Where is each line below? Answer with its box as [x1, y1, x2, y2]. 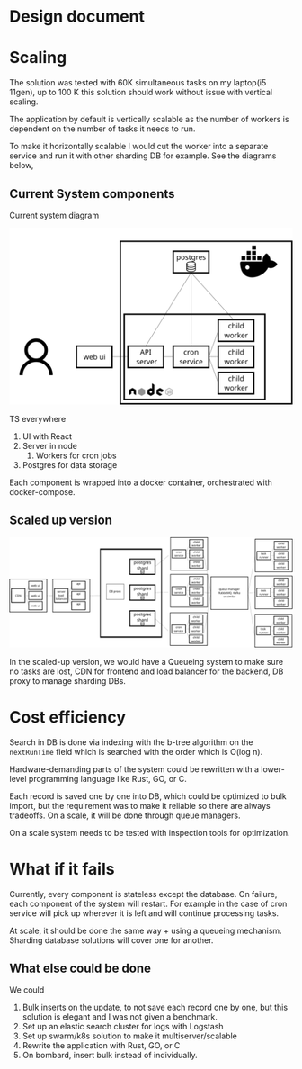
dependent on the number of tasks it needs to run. [9, 123, 196, 134]
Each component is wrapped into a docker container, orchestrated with [9, 477, 272, 488]
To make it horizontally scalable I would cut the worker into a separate [9, 141, 269, 152]
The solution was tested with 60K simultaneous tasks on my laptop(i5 [9, 77, 267, 88]
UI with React [22, 430, 73, 442]
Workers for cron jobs [35, 450, 117, 461]
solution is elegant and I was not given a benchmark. [22, 1011, 218, 1022]
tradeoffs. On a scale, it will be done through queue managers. [9, 810, 241, 821]
